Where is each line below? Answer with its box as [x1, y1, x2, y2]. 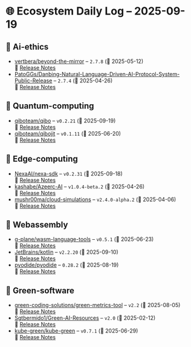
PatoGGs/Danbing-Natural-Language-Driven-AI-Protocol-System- [14, 71, 180, 78]
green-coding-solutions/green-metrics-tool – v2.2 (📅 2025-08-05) [14, 302, 181, 309]
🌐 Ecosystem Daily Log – [5, 4, 132, 18]
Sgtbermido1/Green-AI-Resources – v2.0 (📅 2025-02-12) [14, 314, 156, 322]
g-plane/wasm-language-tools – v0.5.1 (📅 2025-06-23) [14, 236, 154, 243]
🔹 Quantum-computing [5, 101, 94, 111]
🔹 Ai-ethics [5, 41, 49, 52]
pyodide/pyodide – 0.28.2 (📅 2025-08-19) [14, 262, 119, 269]
